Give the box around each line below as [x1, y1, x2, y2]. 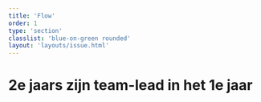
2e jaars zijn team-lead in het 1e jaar [8, 76, 253, 95]
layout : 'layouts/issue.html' [8, 42, 110, 50]
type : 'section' [8, 27, 63, 35]
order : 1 [8, 19, 38, 27]
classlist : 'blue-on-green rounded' [8, 34, 131, 43]
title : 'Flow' [8, 11, 56, 20]
